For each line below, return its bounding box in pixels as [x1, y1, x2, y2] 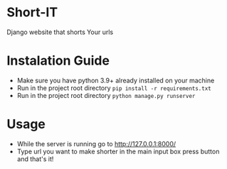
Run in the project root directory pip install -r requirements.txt [16, 83, 211, 92]
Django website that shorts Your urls [6, 28, 114, 36]
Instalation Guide [6, 53, 110, 69]
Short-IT [6, 4, 58, 21]
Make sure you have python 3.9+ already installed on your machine [16, 76, 215, 84]
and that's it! [16, 154, 54, 163]
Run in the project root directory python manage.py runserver [16, 91, 196, 99]
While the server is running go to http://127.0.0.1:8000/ [16, 139, 176, 148]
